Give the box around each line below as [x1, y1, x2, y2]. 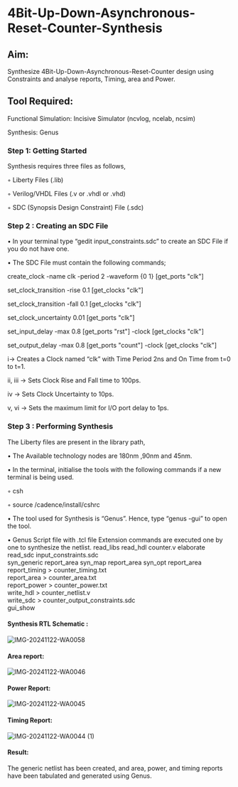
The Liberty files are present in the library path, [7, 437, 146, 446]
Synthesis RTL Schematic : [7, 620, 89, 628]
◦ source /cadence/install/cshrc [7, 500, 101, 509]
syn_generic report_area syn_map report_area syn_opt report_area [7, 558, 202, 567]
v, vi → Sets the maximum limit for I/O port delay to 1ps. [7, 404, 169, 412]
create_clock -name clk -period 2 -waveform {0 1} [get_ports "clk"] [7, 272, 204, 281]
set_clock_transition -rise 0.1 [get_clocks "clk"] [7, 286, 144, 294]
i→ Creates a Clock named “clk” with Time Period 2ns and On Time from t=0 [7, 355, 231, 363]
